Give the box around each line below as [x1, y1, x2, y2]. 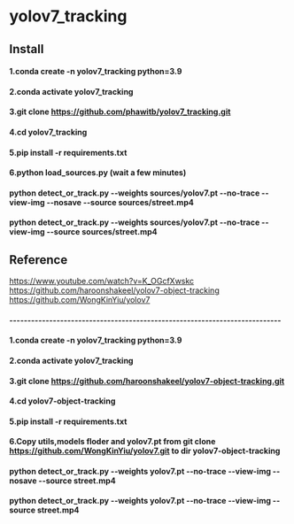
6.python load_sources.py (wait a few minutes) [9, 167, 187, 178]
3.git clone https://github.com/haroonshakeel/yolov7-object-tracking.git [9, 375, 285, 386]
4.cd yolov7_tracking [9, 127, 88, 137]
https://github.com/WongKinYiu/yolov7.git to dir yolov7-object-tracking [9, 445, 281, 457]
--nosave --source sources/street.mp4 [46, 196, 195, 207]
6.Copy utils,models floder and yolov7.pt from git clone [9, 436, 216, 447]
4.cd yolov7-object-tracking [9, 396, 116, 406]
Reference [9, 252, 68, 267]
